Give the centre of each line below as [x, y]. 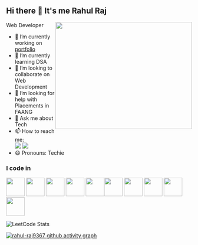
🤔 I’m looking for [34, 93]
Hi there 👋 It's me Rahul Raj [57, 11]
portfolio [25, 49]
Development [31, 87]
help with [26, 99]
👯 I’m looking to [34, 68]
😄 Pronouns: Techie [39, 153]
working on [28, 43]
